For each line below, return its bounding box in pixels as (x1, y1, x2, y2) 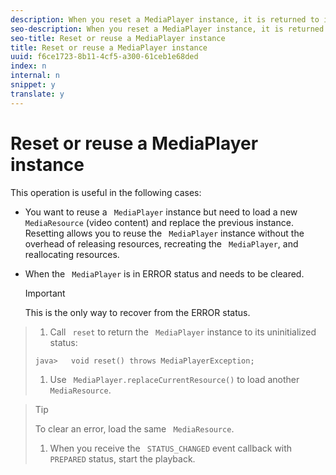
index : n (10, 61, 47, 71)
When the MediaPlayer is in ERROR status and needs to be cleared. (24, 267, 305, 280)
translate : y (10, 89, 65, 99)
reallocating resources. (24, 248, 120, 260)
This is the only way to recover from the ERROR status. (24, 306, 251, 318)
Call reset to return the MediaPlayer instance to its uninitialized (49, 326, 317, 338)
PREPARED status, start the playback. (49, 452, 196, 465)
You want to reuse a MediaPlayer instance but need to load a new (24, 206, 298, 218)
